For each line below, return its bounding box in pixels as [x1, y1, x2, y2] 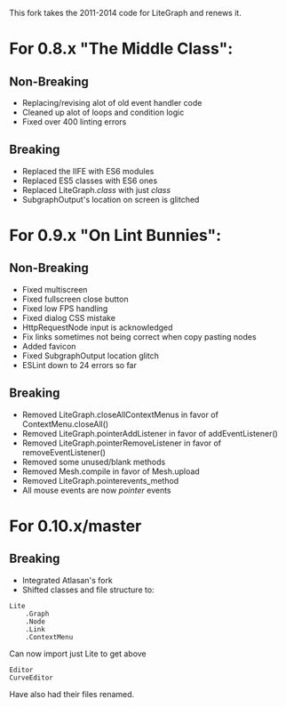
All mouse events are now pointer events [21, 485, 171, 495]
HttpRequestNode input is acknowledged [21, 322, 173, 333]
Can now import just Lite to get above [9, 648, 147, 659]
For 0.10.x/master [9, 516, 142, 536]
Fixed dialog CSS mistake [21, 312, 115, 323]
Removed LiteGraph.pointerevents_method [21, 475, 179, 486]
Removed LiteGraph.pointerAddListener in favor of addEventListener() [21, 428, 278, 438]
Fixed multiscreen [21, 284, 88, 294]
